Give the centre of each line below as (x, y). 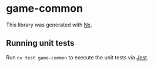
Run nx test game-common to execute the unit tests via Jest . (77, 57)
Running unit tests (40, 43)
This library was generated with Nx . (49, 25)
